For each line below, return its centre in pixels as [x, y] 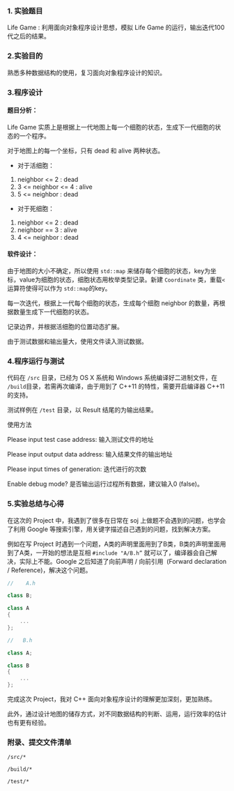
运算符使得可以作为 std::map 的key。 [59, 288]
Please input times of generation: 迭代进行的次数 [77, 469]
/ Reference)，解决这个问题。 [49, 570]
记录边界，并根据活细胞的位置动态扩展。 [65, 326]
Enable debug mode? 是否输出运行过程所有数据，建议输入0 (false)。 [105, 484]
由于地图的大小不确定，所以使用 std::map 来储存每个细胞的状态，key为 [109, 270]
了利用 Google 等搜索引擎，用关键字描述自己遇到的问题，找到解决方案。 [111, 529]
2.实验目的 [25, 56]
